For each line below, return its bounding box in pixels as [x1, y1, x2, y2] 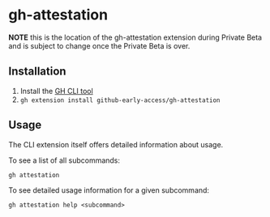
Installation [8, 65, 66, 79]
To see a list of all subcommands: [8, 155, 120, 165]
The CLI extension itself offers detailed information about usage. [8, 139, 224, 149]
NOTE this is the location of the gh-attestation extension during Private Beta [8, 32, 262, 42]
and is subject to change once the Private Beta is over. [8, 40, 191, 50]
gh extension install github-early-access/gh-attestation [19, 96, 221, 104]
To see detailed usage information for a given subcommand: [8, 185, 209, 195]
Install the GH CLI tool [19, 86, 93, 96]
